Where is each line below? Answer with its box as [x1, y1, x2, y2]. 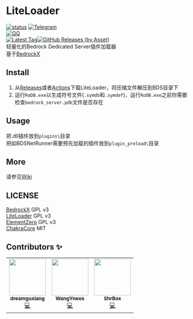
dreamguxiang [10, 295, 45, 301]
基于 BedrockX [6, 50, 40, 57]
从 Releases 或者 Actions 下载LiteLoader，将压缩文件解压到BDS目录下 [14, 84, 179, 91]
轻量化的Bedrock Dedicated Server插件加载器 [6, 43, 116, 50]
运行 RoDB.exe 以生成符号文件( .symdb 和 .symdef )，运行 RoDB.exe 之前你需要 [14, 91, 188, 98]
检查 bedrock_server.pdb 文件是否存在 [14, 99, 104, 106]
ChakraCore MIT [6, 225, 46, 232]
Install [6, 67, 29, 77]
